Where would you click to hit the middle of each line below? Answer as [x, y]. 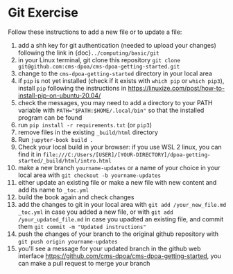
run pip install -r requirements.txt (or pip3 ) [85, 125]
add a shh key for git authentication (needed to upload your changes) [117, 45]
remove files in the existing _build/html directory [88, 132]
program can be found [50, 117]
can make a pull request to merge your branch [84, 263]
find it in [29, 154]
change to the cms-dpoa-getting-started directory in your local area [115, 73]
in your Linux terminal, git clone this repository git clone [99, 60]
